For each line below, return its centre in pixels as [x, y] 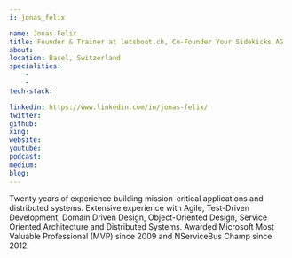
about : [21, 50]
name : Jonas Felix [43, 33]
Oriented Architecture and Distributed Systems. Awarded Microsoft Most [142, 226]
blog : [19, 173]
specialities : [36, 66]
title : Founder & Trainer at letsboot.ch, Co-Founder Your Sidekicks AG [146, 42]
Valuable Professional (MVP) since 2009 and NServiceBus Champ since [141, 236]
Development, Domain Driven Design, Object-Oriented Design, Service [138, 217]
